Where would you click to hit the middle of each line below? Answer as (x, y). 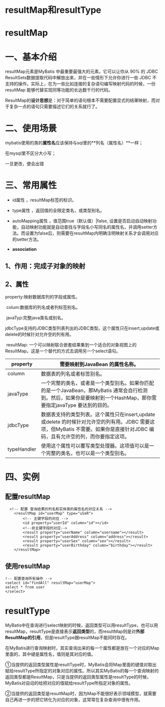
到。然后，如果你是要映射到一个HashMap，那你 (96, 398)
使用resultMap (28, 566)
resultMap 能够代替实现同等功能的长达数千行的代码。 (59, 90)
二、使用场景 (31, 128)
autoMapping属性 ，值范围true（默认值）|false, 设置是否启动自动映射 (82, 221)
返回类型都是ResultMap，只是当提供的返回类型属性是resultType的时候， (78, 677)
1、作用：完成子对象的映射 (45, 266)
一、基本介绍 (31, 57)
